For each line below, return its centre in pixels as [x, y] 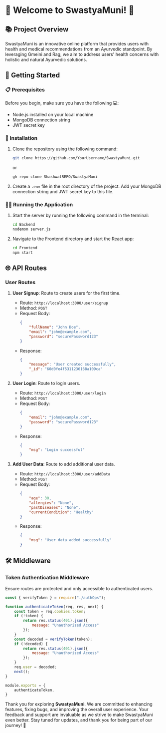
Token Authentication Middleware [47, 578]
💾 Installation [21, 138]
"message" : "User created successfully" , [73, 365]
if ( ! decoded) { [31, 644]
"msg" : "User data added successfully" [71, 540]
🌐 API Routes [26, 268]
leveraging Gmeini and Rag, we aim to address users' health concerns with [82, 54]
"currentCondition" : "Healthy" [61, 512]
